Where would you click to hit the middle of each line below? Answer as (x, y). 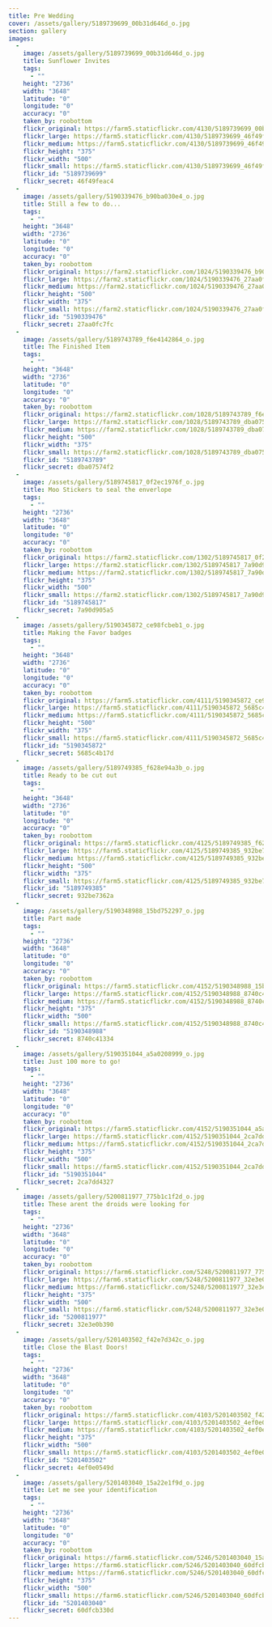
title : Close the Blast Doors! (76, 1347)
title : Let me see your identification (90, 1490)
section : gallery (38, 31)
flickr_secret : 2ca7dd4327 (68, 1182)
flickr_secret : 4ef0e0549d (68, 1468)
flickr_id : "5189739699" (65, 174)
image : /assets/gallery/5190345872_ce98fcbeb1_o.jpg (114, 625)
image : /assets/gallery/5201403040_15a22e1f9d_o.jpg (114, 1483)
